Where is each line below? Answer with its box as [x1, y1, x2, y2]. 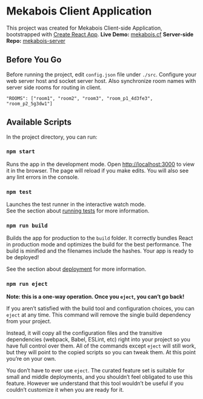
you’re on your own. [6, 355, 56, 362]
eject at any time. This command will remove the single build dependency [6, 311, 191, 318]
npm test [6, 188, 32, 195]
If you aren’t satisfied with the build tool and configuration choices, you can [6, 305, 195, 312]
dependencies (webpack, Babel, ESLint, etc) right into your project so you [6, 335, 191, 343]
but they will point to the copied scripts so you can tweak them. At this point [6, 348, 196, 355]
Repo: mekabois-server [6, 37, 65, 44]
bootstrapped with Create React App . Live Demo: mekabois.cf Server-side [6, 30, 194, 38]
